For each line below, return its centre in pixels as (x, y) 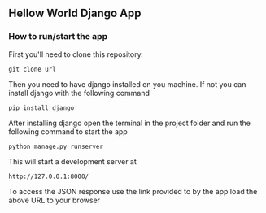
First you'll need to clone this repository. (76, 54)
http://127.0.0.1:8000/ (49, 176)
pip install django (41, 108)
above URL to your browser (54, 200)
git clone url (33, 69)
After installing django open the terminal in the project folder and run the (129, 123)
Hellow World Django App (75, 13)
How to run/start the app (58, 37)
